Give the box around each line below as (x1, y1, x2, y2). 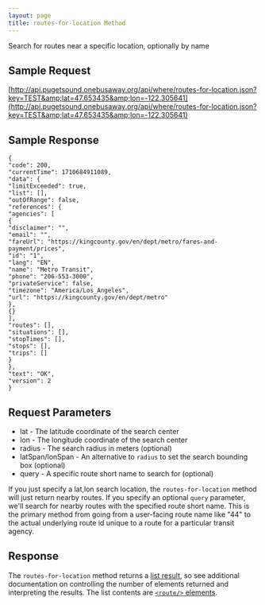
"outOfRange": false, (8, 196, 80, 204)
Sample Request (8, 64, 91, 77)
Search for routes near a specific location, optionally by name (8, 41, 210, 50)
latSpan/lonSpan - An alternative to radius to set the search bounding (19, 452, 248, 461)
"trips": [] (8, 349, 48, 358)
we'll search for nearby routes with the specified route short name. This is (8, 501, 250, 510)
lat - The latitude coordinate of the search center (19, 426, 180, 436)
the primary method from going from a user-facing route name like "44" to (8, 510, 252, 519)
